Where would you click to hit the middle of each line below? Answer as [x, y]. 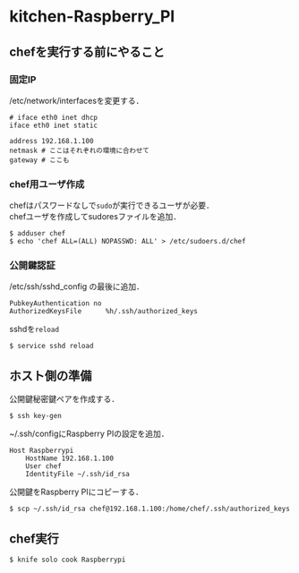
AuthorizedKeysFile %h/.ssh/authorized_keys [104, 312]
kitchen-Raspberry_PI [92, 17]
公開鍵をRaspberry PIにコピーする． [76, 492]
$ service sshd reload [51, 346]
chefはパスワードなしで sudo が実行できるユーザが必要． [112, 205]
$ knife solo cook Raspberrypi [68, 560]
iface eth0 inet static [54, 125]
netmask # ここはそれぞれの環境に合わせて [79, 150]
